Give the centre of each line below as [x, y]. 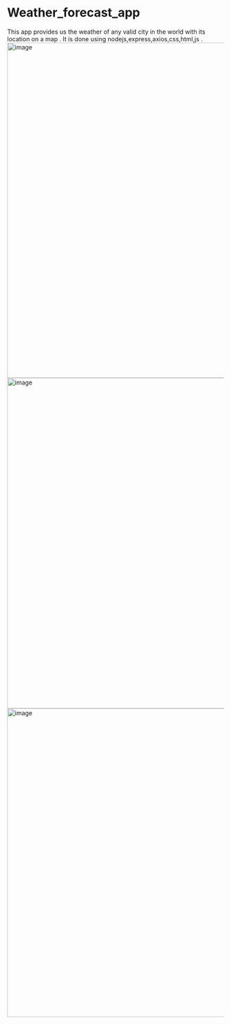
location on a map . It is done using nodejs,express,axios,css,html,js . [105, 39]
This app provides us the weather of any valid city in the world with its [106, 32]
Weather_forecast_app [74, 13]
